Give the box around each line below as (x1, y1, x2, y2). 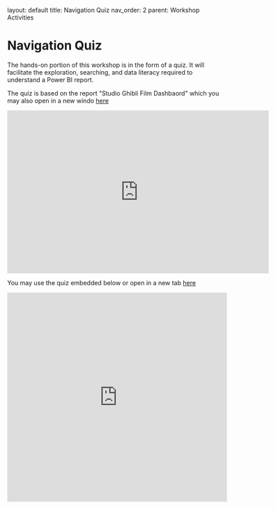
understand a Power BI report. (7, 75, 94, 84)
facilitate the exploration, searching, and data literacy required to (7, 68, 193, 76)
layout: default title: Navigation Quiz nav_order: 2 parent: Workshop (7, 6, 200, 14)
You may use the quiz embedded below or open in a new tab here (7, 279, 197, 287)
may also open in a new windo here (7, 96, 109, 105)
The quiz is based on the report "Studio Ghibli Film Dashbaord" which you (7, 89, 220, 97)
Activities (7, 13, 34, 22)
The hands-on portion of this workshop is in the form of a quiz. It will (7, 61, 204, 69)
